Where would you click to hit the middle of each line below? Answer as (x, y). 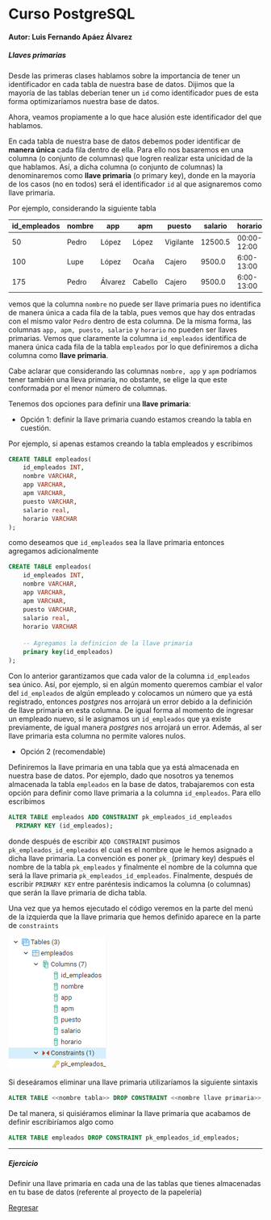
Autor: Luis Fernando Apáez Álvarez (71, 36)
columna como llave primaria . (58, 355)
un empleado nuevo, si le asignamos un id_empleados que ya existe (120, 718)
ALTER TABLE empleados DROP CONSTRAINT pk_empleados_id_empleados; (124, 1138)
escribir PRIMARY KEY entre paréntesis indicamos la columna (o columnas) (130, 884)
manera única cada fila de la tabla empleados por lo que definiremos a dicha (133, 347)
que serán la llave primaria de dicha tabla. (78, 893)
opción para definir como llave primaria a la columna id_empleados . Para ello (135, 793)
